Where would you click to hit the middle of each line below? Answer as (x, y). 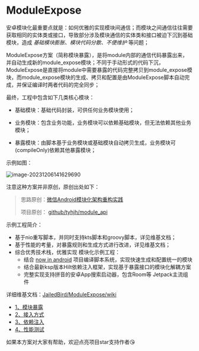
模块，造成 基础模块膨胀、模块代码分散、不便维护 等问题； (78, 42)
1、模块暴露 (29, 307)
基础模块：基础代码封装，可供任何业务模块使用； (74, 110)
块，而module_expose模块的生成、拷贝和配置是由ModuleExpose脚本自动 (95, 77)
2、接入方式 (29, 314)
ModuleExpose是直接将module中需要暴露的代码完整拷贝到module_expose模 (99, 69)
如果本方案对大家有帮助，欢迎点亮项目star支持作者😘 (70, 341)
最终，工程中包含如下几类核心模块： (50, 97)
